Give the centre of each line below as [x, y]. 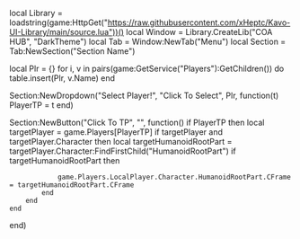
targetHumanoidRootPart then [65, 160]
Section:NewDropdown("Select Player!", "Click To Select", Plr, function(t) [144, 95]
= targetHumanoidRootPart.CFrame [72, 185]
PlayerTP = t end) [41, 105]
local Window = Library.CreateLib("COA [199, 32]
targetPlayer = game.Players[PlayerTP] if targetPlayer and [116, 132]
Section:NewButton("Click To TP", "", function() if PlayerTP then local [137, 122]
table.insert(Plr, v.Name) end [62, 78]
